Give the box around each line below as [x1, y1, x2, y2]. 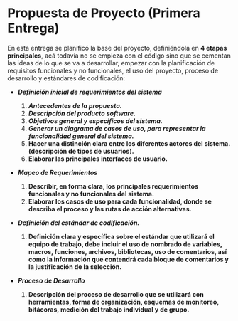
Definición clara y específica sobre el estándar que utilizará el [28, 232, 215, 241]
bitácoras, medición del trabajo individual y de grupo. [28, 305, 190, 314]
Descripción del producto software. [28, 109, 136, 117]
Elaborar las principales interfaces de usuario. [28, 154, 168, 163]
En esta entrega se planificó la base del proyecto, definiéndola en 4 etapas [7, 43, 227, 52]
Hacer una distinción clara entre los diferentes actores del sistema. [28, 139, 231, 147]
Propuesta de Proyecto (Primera [7, 5, 200, 21]
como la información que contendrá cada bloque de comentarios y [28, 255, 229, 263]
